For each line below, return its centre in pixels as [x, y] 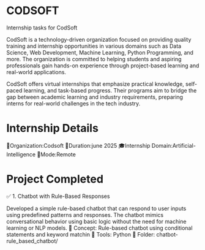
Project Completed [55, 179]
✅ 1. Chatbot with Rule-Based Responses [58, 196]
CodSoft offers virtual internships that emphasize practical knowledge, [95, 84]
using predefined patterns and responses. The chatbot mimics [85, 214]
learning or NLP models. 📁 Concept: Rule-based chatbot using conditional [99, 228]
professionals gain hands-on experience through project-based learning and [103, 66]
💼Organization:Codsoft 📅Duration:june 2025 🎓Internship [78, 145]
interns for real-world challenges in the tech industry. [73, 103]
